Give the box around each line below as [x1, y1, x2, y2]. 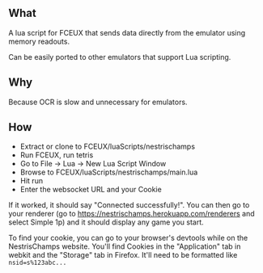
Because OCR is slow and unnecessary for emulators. [8, 97, 188, 107]
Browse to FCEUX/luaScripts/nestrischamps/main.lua [19, 167, 198, 177]
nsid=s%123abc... [8, 258, 67, 267]
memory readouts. [8, 36, 70, 46]
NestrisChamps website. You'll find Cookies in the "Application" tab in [8, 241, 241, 251]
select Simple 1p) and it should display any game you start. [8, 217, 204, 227]
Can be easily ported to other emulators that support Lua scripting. [8, 52, 231, 61]
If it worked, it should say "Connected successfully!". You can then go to [8, 200, 250, 210]
